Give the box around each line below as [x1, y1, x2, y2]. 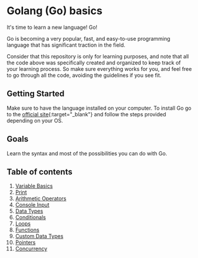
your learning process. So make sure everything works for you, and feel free [6, 65, 192, 72]
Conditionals [15, 214, 46, 221]
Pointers [15, 239, 36, 246]
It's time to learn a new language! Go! [6, 24, 98, 31]
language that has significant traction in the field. [6, 41, 126, 48]
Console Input [15, 201, 49, 208]
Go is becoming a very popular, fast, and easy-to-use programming [6, 35, 170, 42]
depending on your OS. [6, 117, 64, 124]
